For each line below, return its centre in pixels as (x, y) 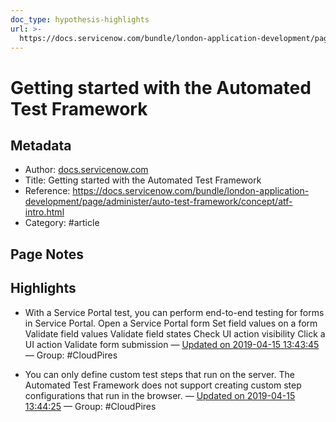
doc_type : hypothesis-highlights (80, 19)
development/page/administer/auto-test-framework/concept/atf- (158, 202)
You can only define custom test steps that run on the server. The (159, 374)
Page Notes (47, 254)
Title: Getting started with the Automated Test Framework (143, 180)
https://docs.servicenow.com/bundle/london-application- (191, 191)
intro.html (44, 212)
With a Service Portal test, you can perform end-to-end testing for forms (174, 312)
